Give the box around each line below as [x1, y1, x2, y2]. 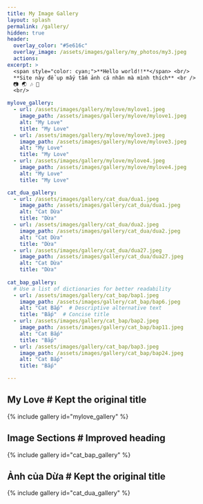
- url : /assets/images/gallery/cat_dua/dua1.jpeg [13, 195, 159, 202]
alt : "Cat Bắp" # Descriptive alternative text [19, 304, 162, 311]
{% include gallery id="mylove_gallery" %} [7, 412, 129, 420]
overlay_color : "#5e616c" [13, 42, 88, 49]
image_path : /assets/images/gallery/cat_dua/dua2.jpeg [19, 227, 181, 235]
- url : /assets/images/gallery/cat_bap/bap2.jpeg [13, 318, 159, 324]
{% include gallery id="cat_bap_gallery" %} [7, 450, 131, 459]
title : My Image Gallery [7, 10, 79, 17]
